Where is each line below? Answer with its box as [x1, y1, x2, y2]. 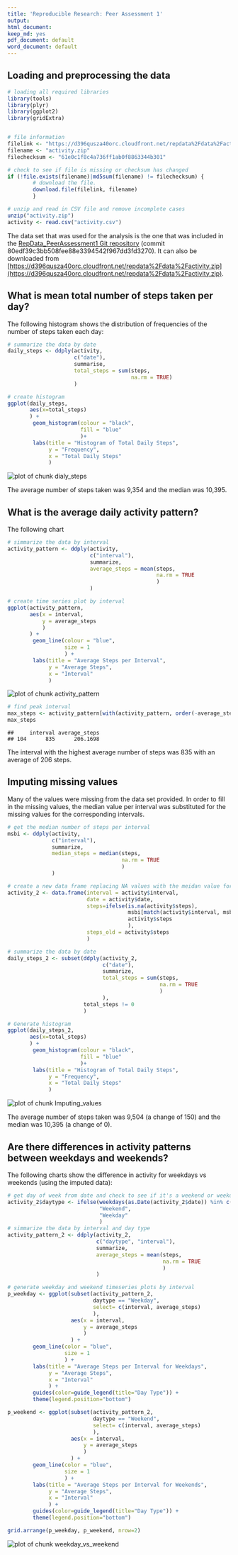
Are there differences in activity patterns [7, 1141, 191, 1153]
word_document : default [7, 43, 78, 50]
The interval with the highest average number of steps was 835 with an [7, 748, 215, 757]
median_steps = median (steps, [52, 850, 141, 857]
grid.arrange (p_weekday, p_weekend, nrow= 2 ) [7, 1527, 141, 1534]
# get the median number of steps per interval [7, 823, 151, 830]
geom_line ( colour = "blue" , [33, 637, 115, 645]
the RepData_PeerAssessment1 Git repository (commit [7, 239, 165, 247]
